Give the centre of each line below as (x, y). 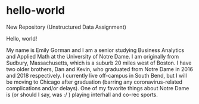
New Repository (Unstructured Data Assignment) (66, 27)
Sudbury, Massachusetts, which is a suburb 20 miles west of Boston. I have (99, 63)
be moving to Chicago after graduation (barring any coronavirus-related (94, 82)
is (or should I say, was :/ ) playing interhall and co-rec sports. (82, 94)
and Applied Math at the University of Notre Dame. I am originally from (93, 56)
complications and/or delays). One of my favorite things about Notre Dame (98, 88)
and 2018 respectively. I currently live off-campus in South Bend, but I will (97, 75)
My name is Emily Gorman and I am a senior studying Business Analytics (95, 50)
